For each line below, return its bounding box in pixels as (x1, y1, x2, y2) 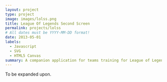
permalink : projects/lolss (5, 26, 61, 31)
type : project (5, 12, 35, 17)
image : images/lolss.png (5, 16, 57, 21)
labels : (5, 40, 21, 44)
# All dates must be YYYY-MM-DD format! (5, 30, 90, 35)
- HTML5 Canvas (9, 53, 41, 58)
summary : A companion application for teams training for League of (5, 58, 150, 63)
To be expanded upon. (5, 71, 52, 77)
